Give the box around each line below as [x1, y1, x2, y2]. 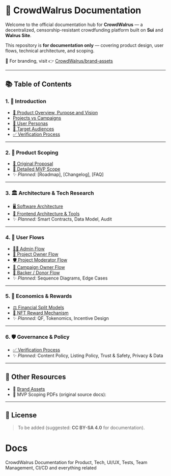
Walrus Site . [5, 32, 32, 38]
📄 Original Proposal [12, 160, 53, 166]
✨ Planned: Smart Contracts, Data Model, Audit [12, 216, 112, 222]
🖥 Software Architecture [12, 204, 64, 210]
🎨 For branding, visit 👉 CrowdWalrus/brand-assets [5, 58, 113, 64]
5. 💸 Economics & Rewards [5, 293, 72, 300]
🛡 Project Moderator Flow [12, 257, 68, 263]
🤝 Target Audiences [12, 126, 54, 132]
